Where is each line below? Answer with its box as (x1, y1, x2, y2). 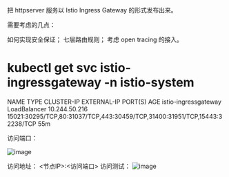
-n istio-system (103, 75, 195, 91)
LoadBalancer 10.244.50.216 (7, 104, 88, 113)
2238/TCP (7, 120, 37, 128)
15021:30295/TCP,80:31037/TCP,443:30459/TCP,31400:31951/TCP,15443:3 (7, 112, 223, 120)
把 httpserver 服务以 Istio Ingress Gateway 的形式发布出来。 (7, 6, 177, 14)
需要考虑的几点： (7, 21, 56, 29)
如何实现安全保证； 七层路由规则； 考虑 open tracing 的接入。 (7, 35, 183, 44)
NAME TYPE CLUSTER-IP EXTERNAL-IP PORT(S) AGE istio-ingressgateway (7, 97, 222, 106)
